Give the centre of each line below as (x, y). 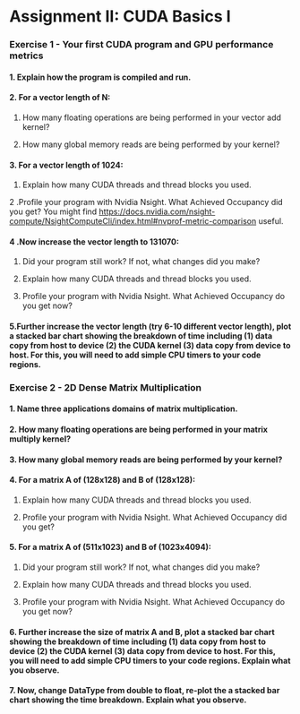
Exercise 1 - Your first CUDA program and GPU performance (141, 45)
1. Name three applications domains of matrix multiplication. (124, 409)
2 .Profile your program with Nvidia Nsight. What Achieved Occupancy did (146, 202)
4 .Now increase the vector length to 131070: (94, 241)
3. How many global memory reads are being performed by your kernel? (146, 460)
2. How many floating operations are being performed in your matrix (139, 430)
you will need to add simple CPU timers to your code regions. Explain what (150, 660)
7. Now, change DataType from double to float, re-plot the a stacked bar (145, 691)
